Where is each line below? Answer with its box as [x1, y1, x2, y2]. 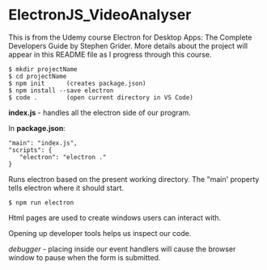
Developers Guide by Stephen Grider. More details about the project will [8, 40, 248, 50]
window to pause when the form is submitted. [8, 252, 161, 262]
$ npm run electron [8, 198, 74, 207]
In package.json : [8, 123, 66, 133]
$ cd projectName [8, 72, 67, 80]
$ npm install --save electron [8, 86, 114, 95]
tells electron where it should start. [8, 183, 124, 192]
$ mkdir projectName [8, 65, 78, 74]
